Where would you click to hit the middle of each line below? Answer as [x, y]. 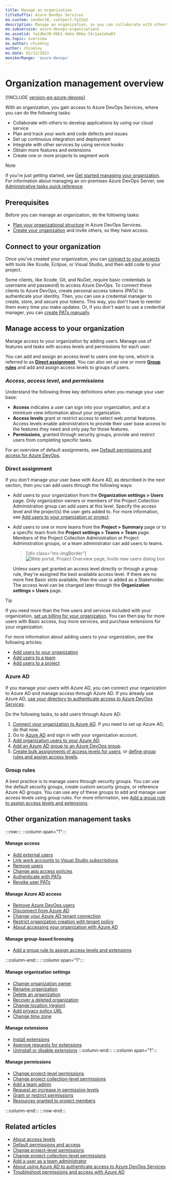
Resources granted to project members [54, 1100]
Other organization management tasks [68, 819]
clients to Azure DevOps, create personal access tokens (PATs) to [74, 290]
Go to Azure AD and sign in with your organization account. [75, 735]
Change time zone [32, 1016]
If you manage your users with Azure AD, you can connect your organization [86, 688]
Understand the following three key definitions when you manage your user [85, 392]
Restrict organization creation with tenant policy [63, 922]
